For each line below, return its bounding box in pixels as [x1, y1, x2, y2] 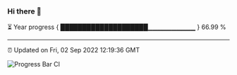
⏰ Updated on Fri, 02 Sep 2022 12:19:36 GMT [7, 46, 140, 54]
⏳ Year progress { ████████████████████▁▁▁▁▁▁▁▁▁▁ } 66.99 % [7, 23, 227, 31]
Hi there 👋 [7, 6, 42, 16]
